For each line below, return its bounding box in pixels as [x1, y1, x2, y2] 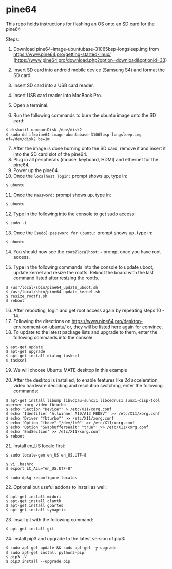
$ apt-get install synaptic [6, 507, 66, 513]
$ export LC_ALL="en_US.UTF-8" [6, 466, 73, 471]
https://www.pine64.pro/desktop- [71, 318, 143, 324]
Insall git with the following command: [13, 516, 94, 522]
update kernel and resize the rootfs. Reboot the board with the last [13, 269, 154, 275]
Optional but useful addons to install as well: [13, 484, 107, 490]
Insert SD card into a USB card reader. [13, 82, 94, 88]
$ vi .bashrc [6, 461, 34, 467]
